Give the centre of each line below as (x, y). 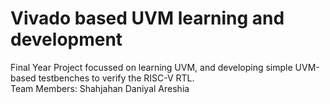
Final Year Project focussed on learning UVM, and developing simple (151, 67)
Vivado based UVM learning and (147, 18)
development (66, 39)
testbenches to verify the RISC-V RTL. (116, 78)
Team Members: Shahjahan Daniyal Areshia (100, 88)
